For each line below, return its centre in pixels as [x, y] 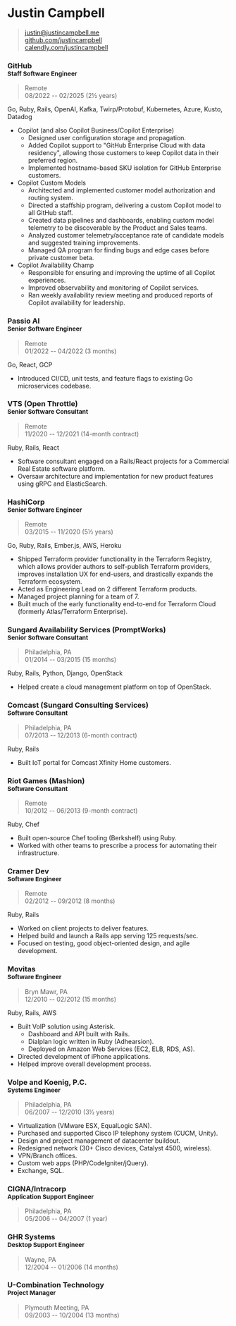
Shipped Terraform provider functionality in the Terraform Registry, [115, 559]
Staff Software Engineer [42, 73]
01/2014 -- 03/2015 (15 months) [70, 660]
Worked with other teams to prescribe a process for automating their [117, 846]
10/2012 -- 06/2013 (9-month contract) [81, 811]
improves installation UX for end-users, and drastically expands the [115, 574]
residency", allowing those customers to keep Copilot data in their [124, 153]
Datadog [20, 117]
